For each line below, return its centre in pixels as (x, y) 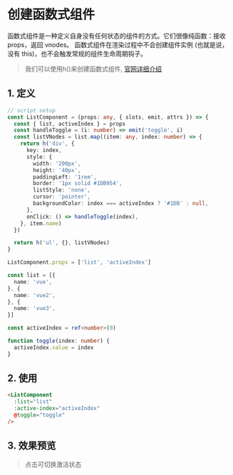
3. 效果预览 (32, 446)
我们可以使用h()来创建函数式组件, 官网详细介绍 (93, 69)
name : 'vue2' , (35, 295)
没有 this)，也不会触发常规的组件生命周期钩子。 (77, 54)
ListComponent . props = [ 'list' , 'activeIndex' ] (79, 262)
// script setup (31, 110)
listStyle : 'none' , (62, 190)
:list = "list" (33, 402)
